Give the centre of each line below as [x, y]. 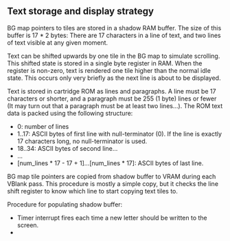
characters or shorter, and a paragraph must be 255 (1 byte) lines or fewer [112, 98]
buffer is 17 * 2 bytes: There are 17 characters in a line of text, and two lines [114, 35]
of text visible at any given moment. [58, 42]
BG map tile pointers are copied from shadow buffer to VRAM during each [112, 176]
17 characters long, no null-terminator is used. [82, 141]
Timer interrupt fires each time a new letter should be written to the [112, 218]
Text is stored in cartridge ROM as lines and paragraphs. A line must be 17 [112, 91]
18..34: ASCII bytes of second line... [67, 148]
